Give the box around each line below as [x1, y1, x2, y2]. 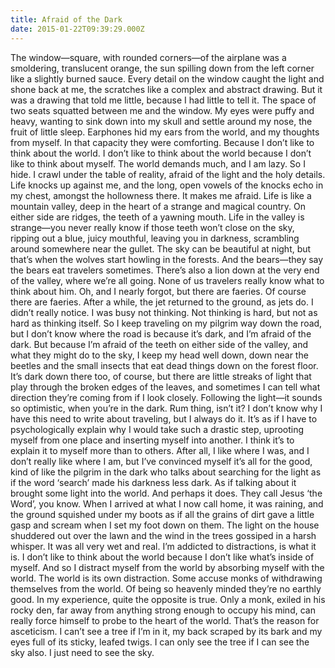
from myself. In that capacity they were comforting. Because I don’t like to [10, 136, 315, 148]
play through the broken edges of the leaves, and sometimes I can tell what [10, 381, 321, 393]
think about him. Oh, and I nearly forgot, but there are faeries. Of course [10, 285, 307, 297]
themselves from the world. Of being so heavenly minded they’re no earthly [10, 582, 322, 595]
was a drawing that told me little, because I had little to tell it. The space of [10, 94, 317, 106]
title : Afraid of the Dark [10, 14, 123, 25]
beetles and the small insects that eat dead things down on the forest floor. [10, 359, 319, 371]
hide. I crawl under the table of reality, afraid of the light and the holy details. [10, 168, 326, 180]
